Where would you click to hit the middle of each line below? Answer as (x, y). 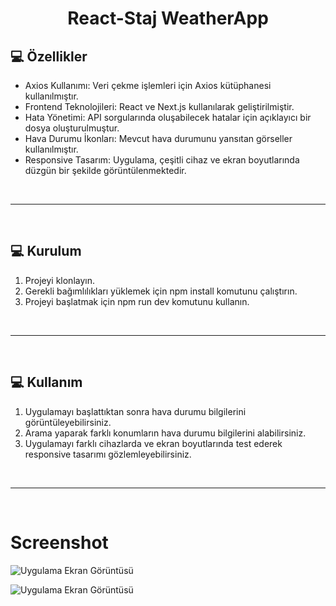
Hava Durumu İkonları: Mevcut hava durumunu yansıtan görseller (158, 138)
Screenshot (59, 542)
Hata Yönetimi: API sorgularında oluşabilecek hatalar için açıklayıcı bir (168, 117)
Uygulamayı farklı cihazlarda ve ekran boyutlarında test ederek (153, 443)
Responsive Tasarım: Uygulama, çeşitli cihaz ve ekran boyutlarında (162, 160)
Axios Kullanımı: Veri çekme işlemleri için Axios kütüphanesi (148, 85)
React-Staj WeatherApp (168, 18)
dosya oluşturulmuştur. (72, 128)
